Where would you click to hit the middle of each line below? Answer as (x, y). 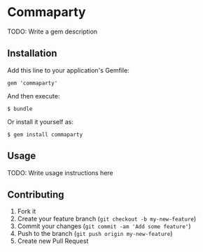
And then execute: (34, 96)
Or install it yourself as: (40, 121)
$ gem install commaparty (45, 134)
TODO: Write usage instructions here (60, 172)
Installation (32, 53)
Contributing (36, 194)
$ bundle (20, 109)
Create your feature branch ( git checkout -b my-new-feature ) (107, 219)
